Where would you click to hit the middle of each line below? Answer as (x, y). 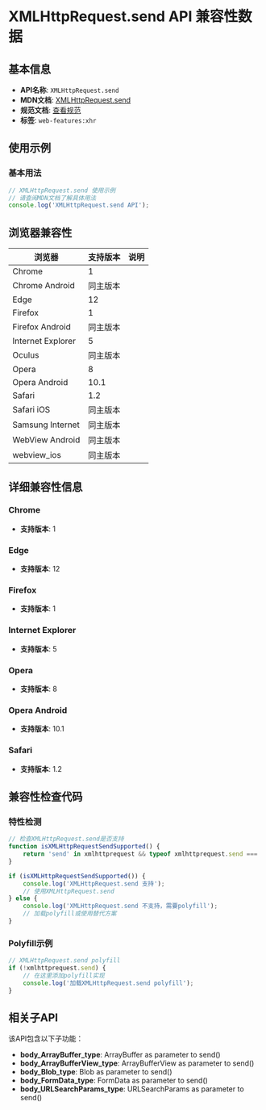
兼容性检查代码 (46, 796)
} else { (23, 898)
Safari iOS (31, 410)
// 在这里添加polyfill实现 (64, 975)
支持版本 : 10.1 (42, 729)
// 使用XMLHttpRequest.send (69, 891)
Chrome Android (44, 286)
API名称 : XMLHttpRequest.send (69, 90)
